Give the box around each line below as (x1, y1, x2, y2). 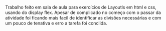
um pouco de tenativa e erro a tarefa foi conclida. (5, 20, 107, 26)
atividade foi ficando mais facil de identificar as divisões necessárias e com (5, 15, 161, 20)
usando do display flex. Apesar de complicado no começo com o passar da (5, 9, 161, 15)
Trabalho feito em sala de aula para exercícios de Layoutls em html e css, (5, 4, 156, 10)
